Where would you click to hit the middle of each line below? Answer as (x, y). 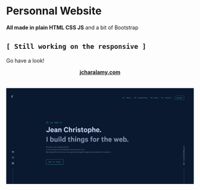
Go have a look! (25, 60)
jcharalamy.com (100, 72)
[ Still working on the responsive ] (76, 47)
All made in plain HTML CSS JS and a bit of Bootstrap (72, 27)
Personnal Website (54, 11)
